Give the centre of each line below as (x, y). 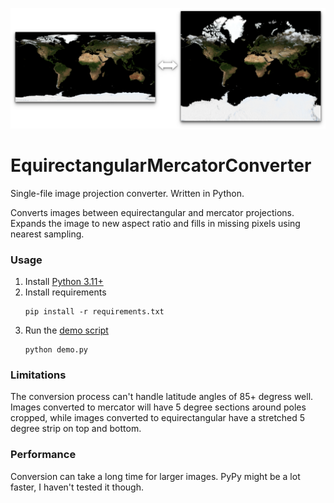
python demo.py (56, 350)
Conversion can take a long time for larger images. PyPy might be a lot (155, 476)
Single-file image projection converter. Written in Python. (127, 193)
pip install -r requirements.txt (94, 312)
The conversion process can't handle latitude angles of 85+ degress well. (162, 397)
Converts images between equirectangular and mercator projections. (152, 212)
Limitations (38, 375)
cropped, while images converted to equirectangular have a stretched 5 (158, 418)
